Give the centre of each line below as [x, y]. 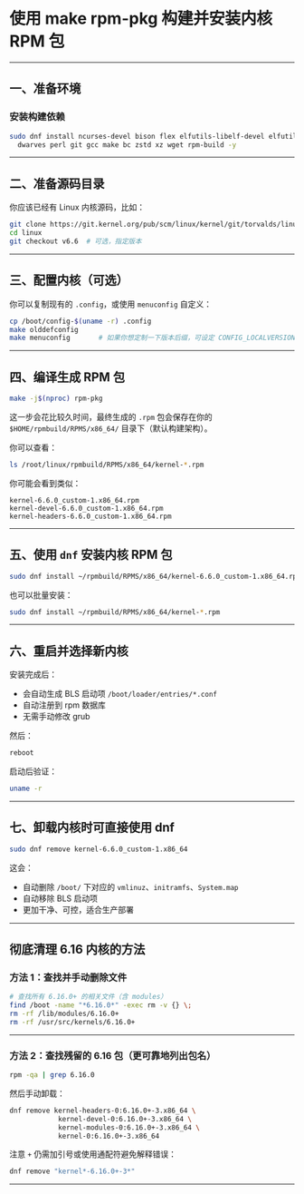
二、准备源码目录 [57, 184]
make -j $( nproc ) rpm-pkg [56, 399]
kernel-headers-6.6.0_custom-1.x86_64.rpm [90, 516]
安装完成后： [33, 675]
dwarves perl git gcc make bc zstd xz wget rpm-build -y [127, 145]
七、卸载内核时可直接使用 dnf [92, 828]
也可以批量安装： [41, 594]
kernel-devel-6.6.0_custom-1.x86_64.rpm [87, 508]
